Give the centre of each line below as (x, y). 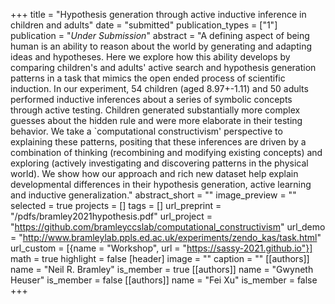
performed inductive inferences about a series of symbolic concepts (151, 99)
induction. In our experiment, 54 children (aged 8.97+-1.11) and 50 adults (159, 88)
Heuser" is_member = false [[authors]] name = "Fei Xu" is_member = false (164, 280)
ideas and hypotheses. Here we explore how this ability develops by (150, 57)
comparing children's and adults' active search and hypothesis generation (163, 67)
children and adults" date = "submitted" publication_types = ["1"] (144, 25)
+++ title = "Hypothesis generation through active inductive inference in (158, 14)
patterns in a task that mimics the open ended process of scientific (148, 78)
